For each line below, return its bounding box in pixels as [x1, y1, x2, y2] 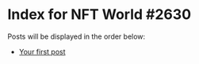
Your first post [18, 47, 66, 56]
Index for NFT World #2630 [7, 6, 192, 24]
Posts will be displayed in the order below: [7, 32, 146, 41]
